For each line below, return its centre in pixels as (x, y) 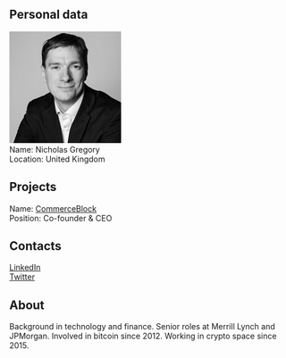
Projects (33, 187)
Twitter (22, 277)
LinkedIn (25, 268)
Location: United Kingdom (57, 159)
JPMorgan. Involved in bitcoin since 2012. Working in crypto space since (143, 336)
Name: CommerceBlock (53, 208)
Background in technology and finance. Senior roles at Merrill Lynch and (142, 327)
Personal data (49, 15)
